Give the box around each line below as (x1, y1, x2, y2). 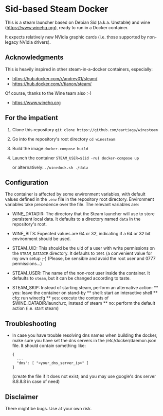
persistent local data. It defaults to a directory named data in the (12, 216, 141, 222)
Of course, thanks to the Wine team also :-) (5, 90, 91, 96)
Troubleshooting (5, 319, 57, 328)
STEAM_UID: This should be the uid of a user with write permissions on (12, 245, 155, 251)
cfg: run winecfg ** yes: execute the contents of (12, 295, 109, 301)
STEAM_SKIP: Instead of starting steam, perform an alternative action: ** (12, 285, 159, 291)
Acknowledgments (5, 53, 64, 62)
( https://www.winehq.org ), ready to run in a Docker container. (5, 24, 129, 30)
